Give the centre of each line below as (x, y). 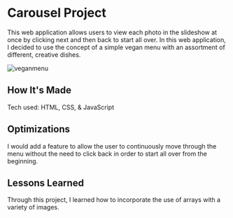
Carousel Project (57, 13)
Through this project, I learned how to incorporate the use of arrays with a (114, 200)
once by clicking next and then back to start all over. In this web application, (116, 39)
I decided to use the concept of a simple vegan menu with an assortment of (116, 47)
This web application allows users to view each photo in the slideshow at (112, 32)
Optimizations (38, 129)
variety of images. (33, 207)
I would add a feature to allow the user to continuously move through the (112, 146)
